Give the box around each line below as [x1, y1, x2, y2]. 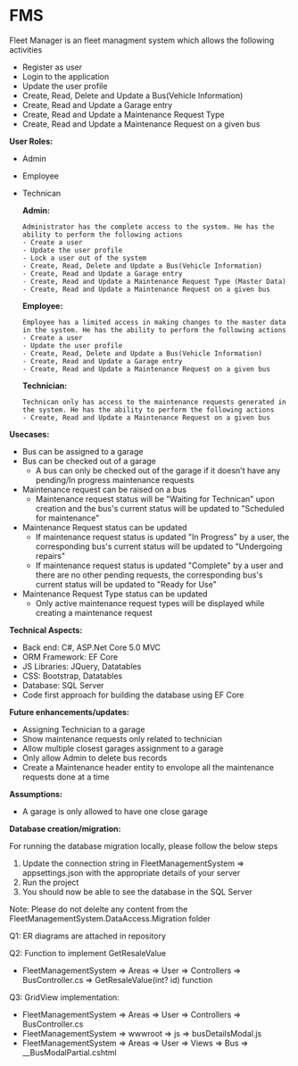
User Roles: [9, 136, 54, 146]
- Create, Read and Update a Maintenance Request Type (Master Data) [21, 277, 287, 286]
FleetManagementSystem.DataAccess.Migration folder [9, 912, 211, 924]
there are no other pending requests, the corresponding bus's [35, 569, 263, 580]
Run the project [21, 877, 79, 887]
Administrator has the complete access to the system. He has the [21, 222, 275, 231]
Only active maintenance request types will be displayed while [35, 597, 265, 608]
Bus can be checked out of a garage [21, 455, 156, 466]
